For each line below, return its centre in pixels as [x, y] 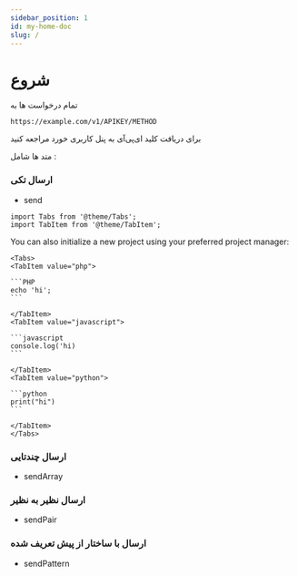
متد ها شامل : [34, 157]
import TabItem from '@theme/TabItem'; [86, 224]
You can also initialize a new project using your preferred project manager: [150, 242]
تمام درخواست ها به [44, 105]
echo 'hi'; [31, 290]
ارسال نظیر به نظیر [48, 499]
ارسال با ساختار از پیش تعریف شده [79, 543]
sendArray [43, 476]
